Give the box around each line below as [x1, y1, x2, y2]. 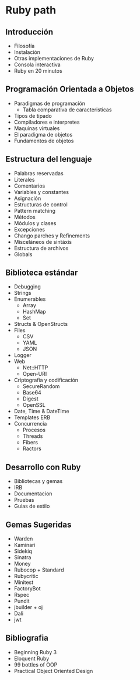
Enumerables [13, 295, 46, 302]
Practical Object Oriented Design [13, 667, 93, 674]
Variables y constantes [13, 188, 69, 195]
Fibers [22, 439, 38, 446]
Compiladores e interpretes [13, 118, 80, 125]
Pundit [13, 597, 30, 604]
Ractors [22, 445, 41, 452]
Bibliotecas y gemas [13, 478, 63, 485]
